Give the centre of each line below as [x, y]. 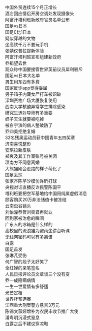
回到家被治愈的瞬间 [25, 218]
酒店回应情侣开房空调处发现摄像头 [40, 13]
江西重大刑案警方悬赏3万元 [32, 305]
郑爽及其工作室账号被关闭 [31, 156]
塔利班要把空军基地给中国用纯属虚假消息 [46, 193]
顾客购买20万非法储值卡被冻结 [36, 199]
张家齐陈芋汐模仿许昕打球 [31, 181]
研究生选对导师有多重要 [29, 113]
